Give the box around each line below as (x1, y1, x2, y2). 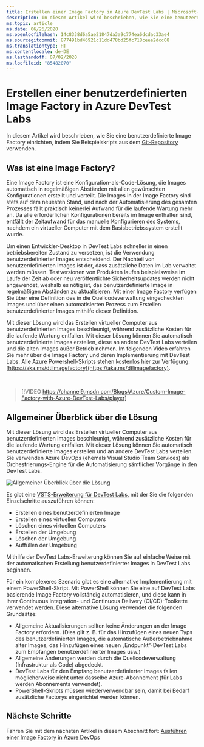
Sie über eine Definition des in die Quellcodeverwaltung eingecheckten (6, 294, 184, 302)
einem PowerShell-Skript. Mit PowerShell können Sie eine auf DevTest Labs (6, 584, 195, 592)
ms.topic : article (6, 20, 53, 26)
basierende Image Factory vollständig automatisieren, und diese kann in (6, 591, 186, 598)
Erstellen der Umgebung (15, 528, 76, 536)
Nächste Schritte (6, 711, 72, 721)
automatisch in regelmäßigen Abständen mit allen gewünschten (6, 185, 166, 193)
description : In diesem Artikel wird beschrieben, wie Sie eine (6, 15, 172, 21)
